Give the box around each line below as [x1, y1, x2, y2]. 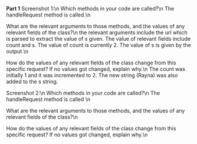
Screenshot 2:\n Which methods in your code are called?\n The [6, 90, 160, 96]
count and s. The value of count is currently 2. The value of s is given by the [6, 41, 192, 48]
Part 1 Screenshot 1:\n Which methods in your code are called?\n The [6, 5, 175, 12]
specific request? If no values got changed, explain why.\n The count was [6, 66, 186, 73]
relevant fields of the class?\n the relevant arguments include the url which [6, 29, 188, 36]
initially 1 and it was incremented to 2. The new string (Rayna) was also [6, 72, 178, 78]
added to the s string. [6, 78, 58, 85]
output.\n [6, 48, 29, 55]
